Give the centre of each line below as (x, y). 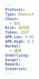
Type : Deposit (20, 14)
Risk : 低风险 (17, 28)
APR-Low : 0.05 (20, 37)
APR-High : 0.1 (20, 42)
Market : (13, 46)
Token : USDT (17, 32)
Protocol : (15, 10)
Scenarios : (16, 69)
